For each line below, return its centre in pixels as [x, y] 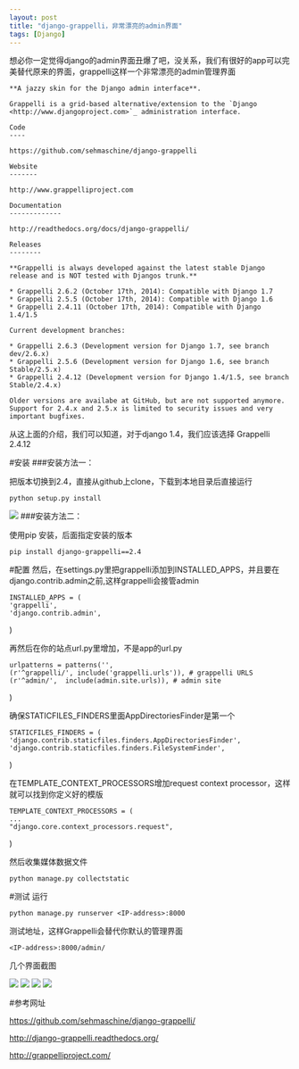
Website [24, 167]
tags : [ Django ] [37, 34]
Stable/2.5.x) [36, 370]
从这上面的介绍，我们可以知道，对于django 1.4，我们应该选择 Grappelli [140, 435]
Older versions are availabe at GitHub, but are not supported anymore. [147, 401]
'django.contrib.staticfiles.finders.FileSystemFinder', [117, 749]
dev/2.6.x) [29, 354]
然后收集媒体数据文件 [48, 862]
